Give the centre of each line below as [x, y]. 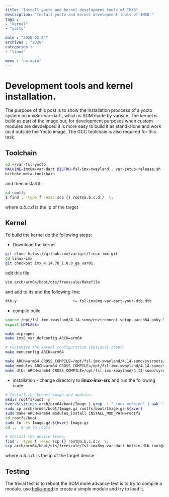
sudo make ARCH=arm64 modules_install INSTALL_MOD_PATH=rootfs [73, 413]
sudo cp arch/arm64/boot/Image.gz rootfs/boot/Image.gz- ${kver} [74, 409]
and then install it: [24, 183]
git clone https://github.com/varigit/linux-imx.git [62, 254]
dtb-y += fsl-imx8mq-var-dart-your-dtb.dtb [78, 301]
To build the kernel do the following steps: [49, 235]
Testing [17, 471]
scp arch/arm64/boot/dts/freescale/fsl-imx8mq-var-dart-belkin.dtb [77, 446]
